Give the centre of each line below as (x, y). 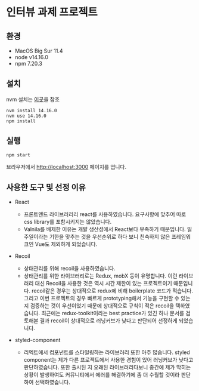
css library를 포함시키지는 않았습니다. (68, 222)
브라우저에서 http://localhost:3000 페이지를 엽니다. (66, 167)
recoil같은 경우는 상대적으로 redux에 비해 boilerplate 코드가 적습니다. (113, 291)
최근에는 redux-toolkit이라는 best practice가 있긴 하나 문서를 (113, 313)
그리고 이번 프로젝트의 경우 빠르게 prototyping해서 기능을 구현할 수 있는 (107, 298)
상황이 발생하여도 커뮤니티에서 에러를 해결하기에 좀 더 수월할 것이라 (102, 375)
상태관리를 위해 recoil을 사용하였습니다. (70, 269)
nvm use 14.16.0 (26, 116)
